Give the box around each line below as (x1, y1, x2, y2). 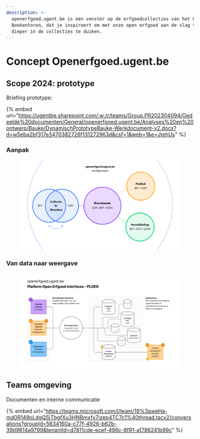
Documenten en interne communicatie (6, 396, 100, 403)
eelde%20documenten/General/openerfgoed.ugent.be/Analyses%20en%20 (6, 118, 194, 126)
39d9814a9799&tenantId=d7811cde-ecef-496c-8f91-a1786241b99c (6, 426, 172, 434)
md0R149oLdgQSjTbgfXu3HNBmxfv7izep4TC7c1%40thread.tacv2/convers (6, 413, 192, 421)
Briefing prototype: (6, 94, 52, 101)
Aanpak (6, 146, 30, 154)
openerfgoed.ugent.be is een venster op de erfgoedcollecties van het (11, 15, 190, 22)
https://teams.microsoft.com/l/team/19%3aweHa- (45, 407, 168, 415)
